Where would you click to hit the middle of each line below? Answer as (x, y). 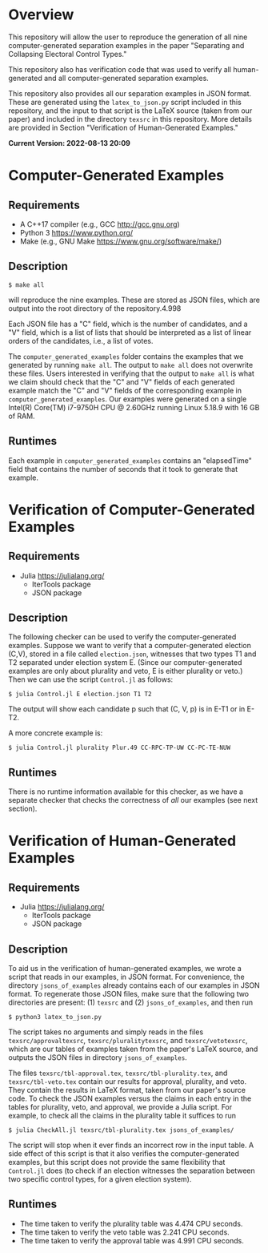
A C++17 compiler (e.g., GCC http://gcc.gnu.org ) (100, 224)
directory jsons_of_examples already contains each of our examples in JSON (134, 985)
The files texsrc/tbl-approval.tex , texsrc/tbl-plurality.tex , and (118, 1073)
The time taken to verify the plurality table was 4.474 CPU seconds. (131, 1223)
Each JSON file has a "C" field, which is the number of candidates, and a (128, 324)
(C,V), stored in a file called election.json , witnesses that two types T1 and (132, 654)
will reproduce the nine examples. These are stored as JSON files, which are (134, 300)
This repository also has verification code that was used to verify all (120, 69)
